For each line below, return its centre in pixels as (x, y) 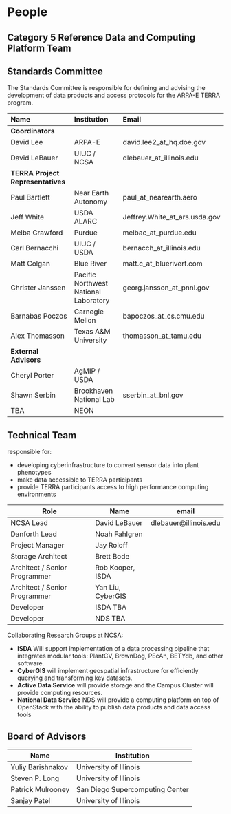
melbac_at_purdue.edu (160, 233)
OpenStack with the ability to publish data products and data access (114, 707)
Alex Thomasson (38, 336)
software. (31, 663)
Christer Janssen (38, 288)
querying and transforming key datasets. (75, 678)
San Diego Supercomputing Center (132, 790)
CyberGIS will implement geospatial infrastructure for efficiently (108, 671)
